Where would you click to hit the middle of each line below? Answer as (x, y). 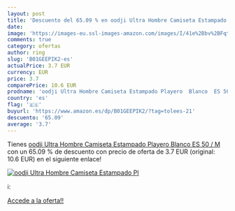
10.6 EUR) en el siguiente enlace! (55, 159)
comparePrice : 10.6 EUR (42, 85)
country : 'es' (28, 99)
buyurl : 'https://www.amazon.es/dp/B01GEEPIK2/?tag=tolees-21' (101, 111)
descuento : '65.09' (36, 117)
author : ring (26, 53)
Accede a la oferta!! (36, 201)
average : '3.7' (29, 124)
